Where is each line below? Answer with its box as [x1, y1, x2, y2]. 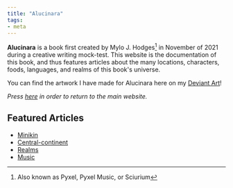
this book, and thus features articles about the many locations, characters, [7, 58, 220, 67]
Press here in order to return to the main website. [7, 92, 148, 101]
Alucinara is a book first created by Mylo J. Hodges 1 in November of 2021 [7, 42, 218, 52]
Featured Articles [7, 112, 85, 124]
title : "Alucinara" [7, 10, 64, 17]
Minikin [17, 130, 38, 139]
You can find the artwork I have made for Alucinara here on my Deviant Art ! [7, 79, 222, 87]
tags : [7, 17, 23, 24]
